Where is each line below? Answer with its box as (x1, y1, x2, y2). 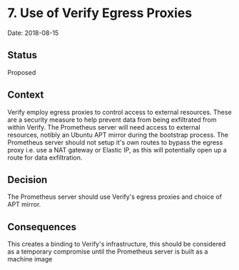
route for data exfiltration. (7, 153, 83, 162)
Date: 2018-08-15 (7, 28, 59, 37)
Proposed (7, 68, 36, 76)
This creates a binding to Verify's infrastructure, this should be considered (7, 240, 226, 249)
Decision (7, 173, 48, 186)
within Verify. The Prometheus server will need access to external (7, 123, 201, 131)
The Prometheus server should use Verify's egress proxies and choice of (7, 192, 223, 201)
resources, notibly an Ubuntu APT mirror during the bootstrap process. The (7, 130, 229, 139)
